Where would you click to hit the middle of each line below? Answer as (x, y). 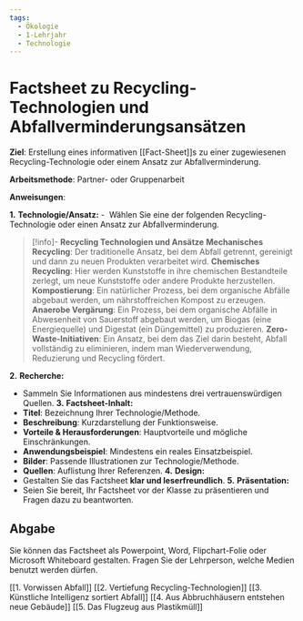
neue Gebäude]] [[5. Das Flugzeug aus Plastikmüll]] (106, 607)
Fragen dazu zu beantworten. (78, 500)
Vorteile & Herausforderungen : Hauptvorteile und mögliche (135, 433)
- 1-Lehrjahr (42, 35)
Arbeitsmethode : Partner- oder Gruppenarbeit (97, 179)
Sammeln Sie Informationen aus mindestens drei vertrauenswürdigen (152, 393)
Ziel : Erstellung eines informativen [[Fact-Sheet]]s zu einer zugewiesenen (148, 152)
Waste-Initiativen (65, 339)
